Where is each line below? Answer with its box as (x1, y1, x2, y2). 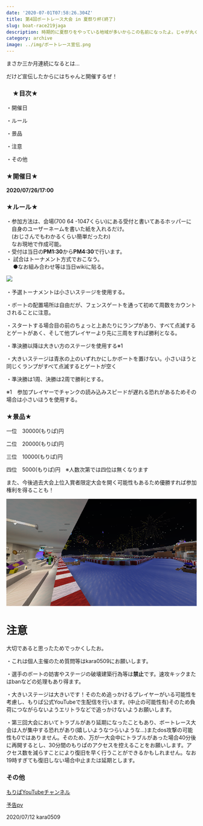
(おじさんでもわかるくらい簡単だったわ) (11, 233, 111, 240)
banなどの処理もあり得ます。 (11, 678, 85, 686)
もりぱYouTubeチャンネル (6, 788, 71, 796)
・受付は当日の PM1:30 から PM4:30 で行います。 (6, 248, 126, 255)
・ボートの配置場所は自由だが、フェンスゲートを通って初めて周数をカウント (6, 301, 196, 308)
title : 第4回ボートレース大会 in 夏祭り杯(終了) (6, 16, 116, 22)
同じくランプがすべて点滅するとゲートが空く (6, 362, 117, 369)
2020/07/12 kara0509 (6, 813, 60, 821)
